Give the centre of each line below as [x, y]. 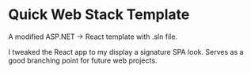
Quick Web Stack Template [99, 15]
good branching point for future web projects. [83, 60]
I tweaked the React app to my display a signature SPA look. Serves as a [126, 52]
